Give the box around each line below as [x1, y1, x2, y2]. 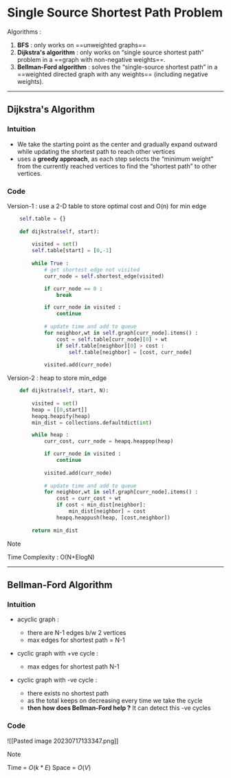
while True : [32, 260, 69, 267]
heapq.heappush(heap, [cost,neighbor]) [56, 514, 170, 521]
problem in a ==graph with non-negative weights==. [16, 55, 166, 63]
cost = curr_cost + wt [56, 495, 122, 502]
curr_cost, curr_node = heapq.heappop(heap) [43, 438, 174, 445]
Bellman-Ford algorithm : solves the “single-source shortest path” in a [16, 63, 218, 71]
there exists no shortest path [27, 689, 109, 698]
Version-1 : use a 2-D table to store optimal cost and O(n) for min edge [7, 201, 207, 210]
